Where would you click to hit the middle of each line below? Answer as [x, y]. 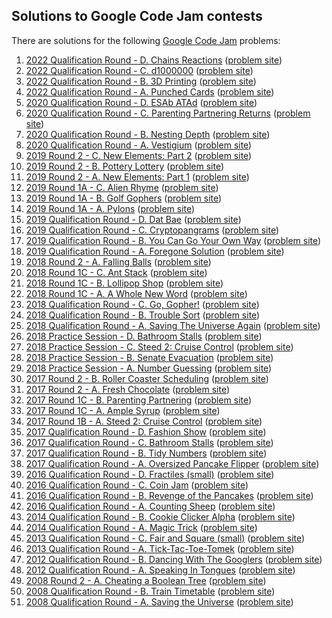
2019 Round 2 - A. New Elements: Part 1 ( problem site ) [137, 176]
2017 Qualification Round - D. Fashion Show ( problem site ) [146, 431]
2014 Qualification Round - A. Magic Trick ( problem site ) [141, 527]
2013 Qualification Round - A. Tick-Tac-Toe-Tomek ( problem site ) [160, 548]
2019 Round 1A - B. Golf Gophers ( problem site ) [124, 198]
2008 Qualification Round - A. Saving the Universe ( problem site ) [159, 601]
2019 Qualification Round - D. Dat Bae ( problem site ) [133, 219]
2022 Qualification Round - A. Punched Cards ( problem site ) [150, 91]
